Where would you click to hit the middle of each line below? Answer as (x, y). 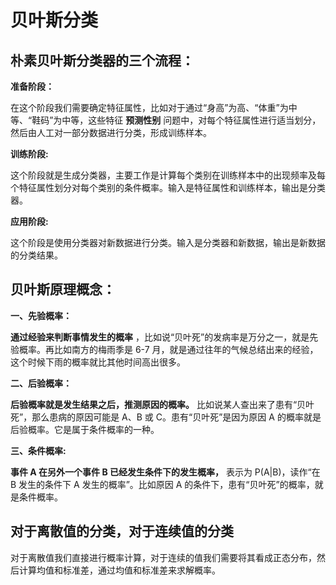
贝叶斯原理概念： (63, 289)
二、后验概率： (41, 383)
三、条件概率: (38, 450)
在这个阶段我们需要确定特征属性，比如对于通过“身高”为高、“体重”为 (149, 107)
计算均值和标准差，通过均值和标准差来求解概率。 (119, 570)
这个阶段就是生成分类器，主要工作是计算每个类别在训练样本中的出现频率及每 (168, 175)
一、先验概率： (41, 315)
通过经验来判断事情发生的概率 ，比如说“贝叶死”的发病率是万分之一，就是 (160, 337)
